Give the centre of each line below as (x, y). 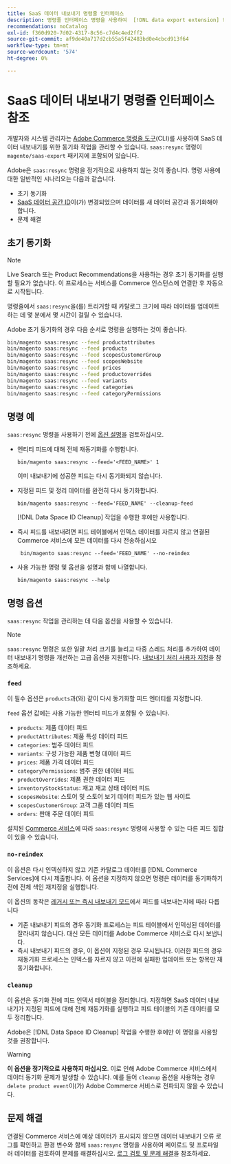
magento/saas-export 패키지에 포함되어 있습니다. (73, 155)
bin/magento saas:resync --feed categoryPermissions (84, 393)
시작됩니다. (29, 291)
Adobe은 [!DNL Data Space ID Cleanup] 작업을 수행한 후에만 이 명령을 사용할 (112, 1032)
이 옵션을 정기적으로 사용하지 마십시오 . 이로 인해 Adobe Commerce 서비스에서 (112, 1068)
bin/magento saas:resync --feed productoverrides (80, 374)
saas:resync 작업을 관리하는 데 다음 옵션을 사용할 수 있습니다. (90, 621)
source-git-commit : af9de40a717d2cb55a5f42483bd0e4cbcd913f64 (98, 39)
